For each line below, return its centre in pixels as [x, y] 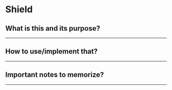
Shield [19, 9]
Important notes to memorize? [55, 75]
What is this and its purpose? [53, 28]
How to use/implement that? [52, 51]
